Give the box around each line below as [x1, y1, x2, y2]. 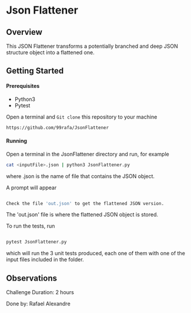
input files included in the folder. [6, 256, 84, 263]
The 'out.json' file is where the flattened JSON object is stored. [6, 211, 159, 218]
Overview [6, 27, 43, 37]
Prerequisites [6, 82, 40, 89]
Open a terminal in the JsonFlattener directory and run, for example [6, 150, 169, 157]
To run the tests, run [6, 222, 55, 230]
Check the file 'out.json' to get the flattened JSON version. [6, 200, 165, 206]
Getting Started [6, 66, 64, 76]
